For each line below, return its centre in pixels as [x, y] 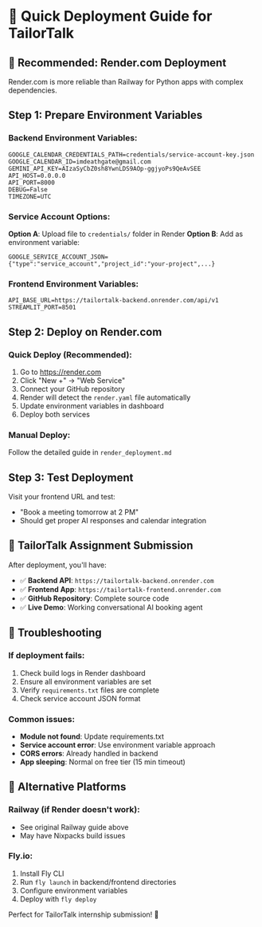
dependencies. [33, 90]
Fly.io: [21, 856]
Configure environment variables [74, 890]
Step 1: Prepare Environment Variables [106, 115]
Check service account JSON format [80, 698]
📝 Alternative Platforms [67, 787]
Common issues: [42, 719]
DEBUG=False [28, 189]
